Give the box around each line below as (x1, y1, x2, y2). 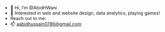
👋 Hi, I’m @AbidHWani (10, 5, 57, 10)
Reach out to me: (10, 15, 47, 21)
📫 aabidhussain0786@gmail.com (10, 21, 82, 27)
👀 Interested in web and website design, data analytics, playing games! (10, 10, 160, 16)
